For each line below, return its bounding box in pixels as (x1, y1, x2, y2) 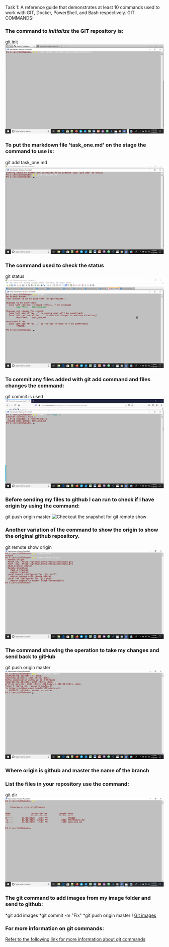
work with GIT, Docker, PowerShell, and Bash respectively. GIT (5, 10, 135, 16)
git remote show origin (5, 544, 52, 550)
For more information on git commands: (5, 925, 104, 932)
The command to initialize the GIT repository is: (5, 27, 124, 34)
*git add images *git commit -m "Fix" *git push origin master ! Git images (5, 912, 156, 918)
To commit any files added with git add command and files (5, 376, 151, 383)
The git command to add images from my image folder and (5, 895, 151, 902)
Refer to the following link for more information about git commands (5, 936, 146, 942)
